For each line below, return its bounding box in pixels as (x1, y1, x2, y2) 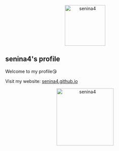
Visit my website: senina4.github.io (5, 78, 78, 84)
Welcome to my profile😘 (5, 68, 57, 74)
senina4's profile (5, 55, 60, 64)
